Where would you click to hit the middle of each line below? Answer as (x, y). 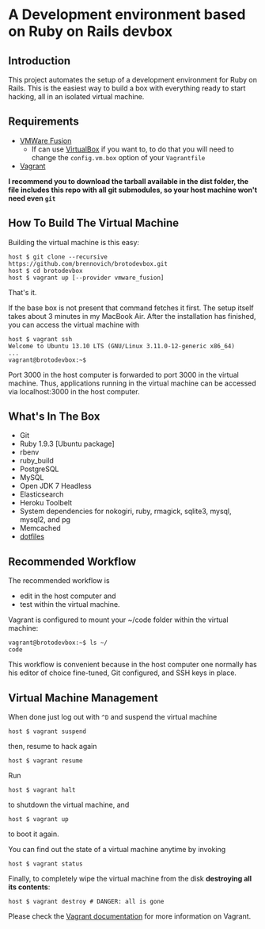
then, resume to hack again (53, 747)
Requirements (44, 122)
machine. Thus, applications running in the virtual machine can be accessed (132, 383)
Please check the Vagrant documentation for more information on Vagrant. (130, 916)
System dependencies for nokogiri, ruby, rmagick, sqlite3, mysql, (125, 511)
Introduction (40, 61)
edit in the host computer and (68, 596)
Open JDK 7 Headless (56, 486)
